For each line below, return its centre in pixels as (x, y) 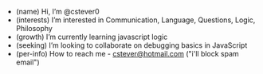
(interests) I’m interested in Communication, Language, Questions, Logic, (135, 20)
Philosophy (34, 28)
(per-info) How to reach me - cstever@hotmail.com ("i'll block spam (127, 54)
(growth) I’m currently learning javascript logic (92, 37)
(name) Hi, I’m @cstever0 (57, 12)
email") (27, 62)
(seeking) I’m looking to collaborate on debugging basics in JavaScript (131, 45)
